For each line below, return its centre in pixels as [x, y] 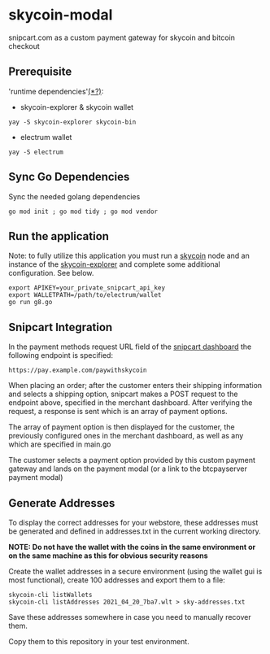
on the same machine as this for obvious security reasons [109, 556]
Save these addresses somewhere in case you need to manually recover [130, 617]
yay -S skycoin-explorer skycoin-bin [72, 122]
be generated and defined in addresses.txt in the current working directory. [135, 531]
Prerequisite [40, 72]
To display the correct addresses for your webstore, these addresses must [133, 523]
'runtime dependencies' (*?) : [56, 91]
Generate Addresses [62, 503]
